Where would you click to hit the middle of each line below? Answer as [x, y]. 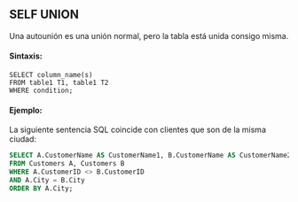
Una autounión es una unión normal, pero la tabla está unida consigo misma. [149, 35]
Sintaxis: [26, 56]
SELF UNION [44, 15]
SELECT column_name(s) [51, 75]
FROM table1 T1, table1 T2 [59, 83]
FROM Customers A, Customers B [67, 164]
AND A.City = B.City [47, 180]
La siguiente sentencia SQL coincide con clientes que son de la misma [137, 130]
